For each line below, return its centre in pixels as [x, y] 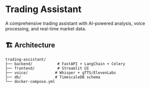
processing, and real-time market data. [46, 28]
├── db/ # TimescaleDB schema [53, 77]
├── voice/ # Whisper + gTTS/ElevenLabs [61, 73]
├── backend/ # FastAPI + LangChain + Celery [65, 64]
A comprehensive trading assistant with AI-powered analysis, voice [75, 23]
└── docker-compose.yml [30, 81]
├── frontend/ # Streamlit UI [47, 68]
